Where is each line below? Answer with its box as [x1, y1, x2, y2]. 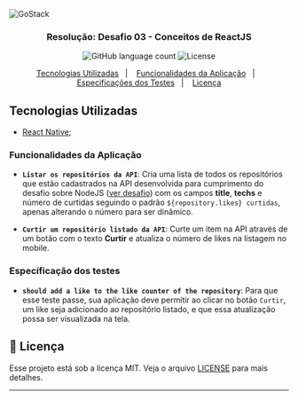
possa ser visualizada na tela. [21, 313, 130, 324]
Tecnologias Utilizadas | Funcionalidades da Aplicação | [35, 68, 255, 79]
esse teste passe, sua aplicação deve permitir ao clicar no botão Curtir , [21, 294, 286, 305]
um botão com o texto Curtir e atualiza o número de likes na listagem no [21, 233, 286, 244]
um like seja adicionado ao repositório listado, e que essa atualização [21, 303, 276, 314]
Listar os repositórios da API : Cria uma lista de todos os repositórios [21, 169, 284, 180]
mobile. [21, 243, 51, 254]
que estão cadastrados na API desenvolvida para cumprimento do [21, 178, 264, 189]
